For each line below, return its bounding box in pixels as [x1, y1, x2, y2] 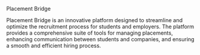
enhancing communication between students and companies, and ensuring [6, 36, 195, 42]
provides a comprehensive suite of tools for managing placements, [6, 29, 173, 36]
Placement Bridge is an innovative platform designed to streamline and [6, 17, 183, 23]
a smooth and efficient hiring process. [6, 42, 101, 49]
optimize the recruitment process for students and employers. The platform [6, 23, 195, 30]
